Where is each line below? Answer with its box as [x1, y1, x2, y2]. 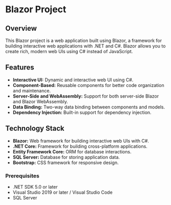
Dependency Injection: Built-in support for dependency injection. [12, 109, 152, 116]
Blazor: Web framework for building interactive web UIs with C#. [12, 138, 149, 144]
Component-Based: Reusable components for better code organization [12, 82, 165, 88]
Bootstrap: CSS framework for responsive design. [12, 160, 119, 166]
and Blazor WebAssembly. [12, 98, 68, 104]
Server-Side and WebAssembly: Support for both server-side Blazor [12, 93, 159, 99]
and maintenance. [12, 87, 51, 94]
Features [5, 63, 34, 72]
